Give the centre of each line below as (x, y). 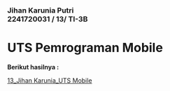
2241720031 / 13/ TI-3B (48, 19)
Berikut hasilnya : (33, 67)
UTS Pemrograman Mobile (85, 48)
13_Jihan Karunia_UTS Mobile (50, 80)
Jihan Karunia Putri (41, 10)
